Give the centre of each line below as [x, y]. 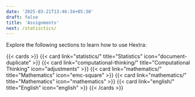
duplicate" [19, 63]
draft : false [22, 17]
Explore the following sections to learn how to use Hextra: [77, 45]
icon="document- [165, 56]
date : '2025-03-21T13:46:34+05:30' [50, 12]
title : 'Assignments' [33, 22]
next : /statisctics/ [32, 28]
